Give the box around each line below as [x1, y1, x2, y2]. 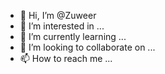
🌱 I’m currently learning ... [19, 31, 127, 42]
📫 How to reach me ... [19, 53, 113, 64]
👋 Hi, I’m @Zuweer [19, 10, 97, 21]
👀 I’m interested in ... [19, 20, 105, 32]
